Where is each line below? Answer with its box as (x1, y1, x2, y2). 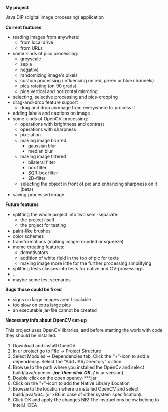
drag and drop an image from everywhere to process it (20, 105, 135, 110)
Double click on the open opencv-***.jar (12, 375, 97, 381)
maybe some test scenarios (12, 277, 71, 283)
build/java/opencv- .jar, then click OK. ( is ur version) (12, 370, 124, 375)
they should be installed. (5, 332, 57, 338)
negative (20, 66, 39, 73)
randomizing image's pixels (20, 72, 78, 78)
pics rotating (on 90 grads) (20, 83, 77, 89)
